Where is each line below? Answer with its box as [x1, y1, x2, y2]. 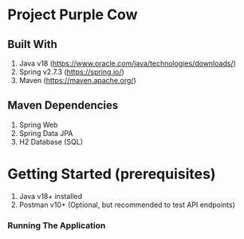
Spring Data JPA [18, 128, 73, 137]
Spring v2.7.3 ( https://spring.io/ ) [18, 67, 124, 77]
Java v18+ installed [18, 191, 83, 201]
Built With [7, 38, 57, 51]
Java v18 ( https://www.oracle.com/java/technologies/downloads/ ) [18, 58, 237, 68]
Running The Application [7, 220, 106, 231]
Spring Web [18, 120, 58, 129]
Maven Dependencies [7, 98, 119, 113]
